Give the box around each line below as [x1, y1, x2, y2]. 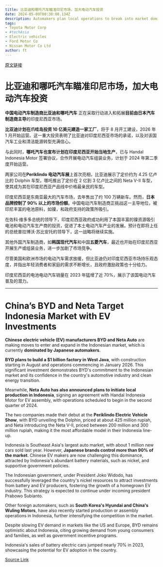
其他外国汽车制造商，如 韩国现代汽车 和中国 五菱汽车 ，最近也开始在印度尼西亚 [5, 239, 158, 245]
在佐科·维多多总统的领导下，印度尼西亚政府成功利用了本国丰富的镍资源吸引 [5, 216, 155, 222]
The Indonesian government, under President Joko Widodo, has [5, 472, 133, 478]
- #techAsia [5, 30, 29, 35]
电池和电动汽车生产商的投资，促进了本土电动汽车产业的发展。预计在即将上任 [5, 223, 158, 229]
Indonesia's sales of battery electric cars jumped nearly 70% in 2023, [5, 542, 145, 548]
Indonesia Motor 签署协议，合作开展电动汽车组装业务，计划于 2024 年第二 [5, 155, 154, 161]
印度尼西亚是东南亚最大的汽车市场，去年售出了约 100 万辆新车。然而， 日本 [5, 194, 155, 200]
